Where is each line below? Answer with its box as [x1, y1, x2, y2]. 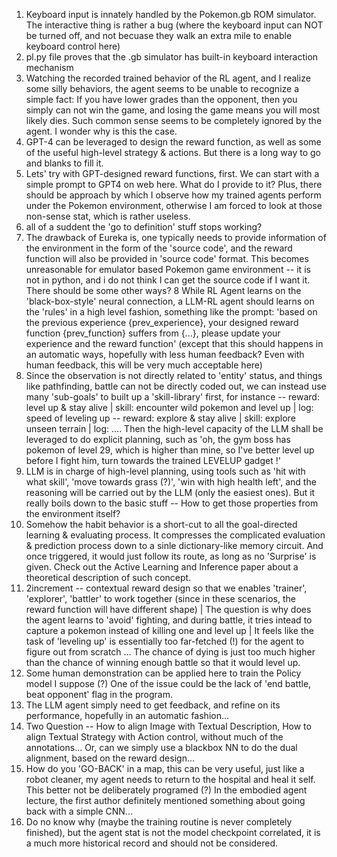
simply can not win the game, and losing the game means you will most [25, 104, 321, 116]
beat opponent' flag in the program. [25, 689, 173, 700]
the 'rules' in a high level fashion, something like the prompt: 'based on [25, 306, 318, 318]
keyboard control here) [25, 40, 121, 52]
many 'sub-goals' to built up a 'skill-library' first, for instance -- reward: [25, 391, 320, 403]
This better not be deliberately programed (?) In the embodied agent [25, 784, 308, 796]
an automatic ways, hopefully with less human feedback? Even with [25, 349, 305, 360]
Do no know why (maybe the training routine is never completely [25, 816, 293, 828]
